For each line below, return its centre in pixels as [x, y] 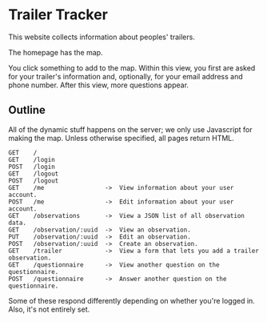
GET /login [32, 159]
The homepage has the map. [56, 52]
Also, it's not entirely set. [49, 309]
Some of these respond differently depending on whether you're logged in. [132, 300]
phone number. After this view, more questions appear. [99, 85]
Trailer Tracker [58, 15]
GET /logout [34, 174]
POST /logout [34, 181]
